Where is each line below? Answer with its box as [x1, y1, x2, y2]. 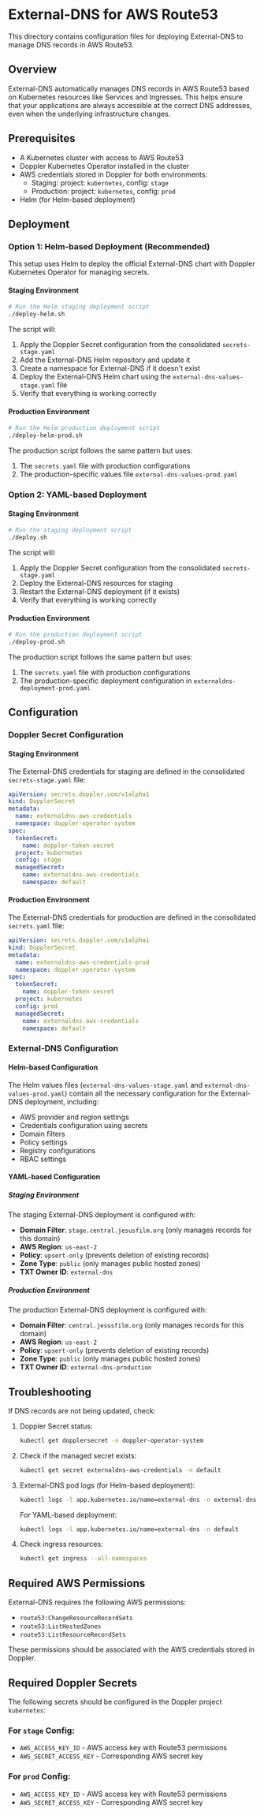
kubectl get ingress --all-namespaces [19, 1555, 147, 1563]
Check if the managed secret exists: [19, 1451, 137, 1460]
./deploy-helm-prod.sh [8, 431, 83, 439]
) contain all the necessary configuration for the [64, 1089, 219, 1098]
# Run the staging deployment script [8, 526, 132, 534]
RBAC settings [19, 1154, 67, 1163]
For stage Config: [8, 1725, 75, 1736]
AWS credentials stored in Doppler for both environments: [19, 170, 207, 179]
